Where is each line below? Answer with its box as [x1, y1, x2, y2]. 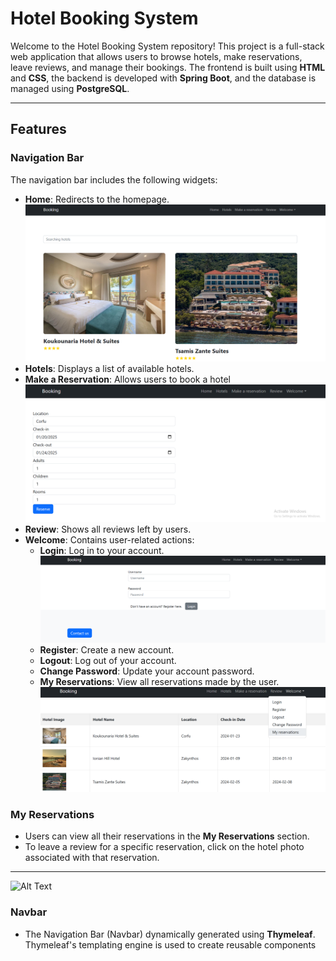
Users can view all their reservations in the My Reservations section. [24, 830, 310, 842]
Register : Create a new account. [39, 643, 175, 656]
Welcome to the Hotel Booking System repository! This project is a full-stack [10, 40, 325, 52]
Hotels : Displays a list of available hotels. [24, 363, 195, 375]
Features [10, 121, 67, 138]
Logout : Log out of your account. [39, 654, 177, 666]
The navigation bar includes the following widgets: [10, 173, 218, 186]
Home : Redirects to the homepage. [24, 193, 170, 205]
